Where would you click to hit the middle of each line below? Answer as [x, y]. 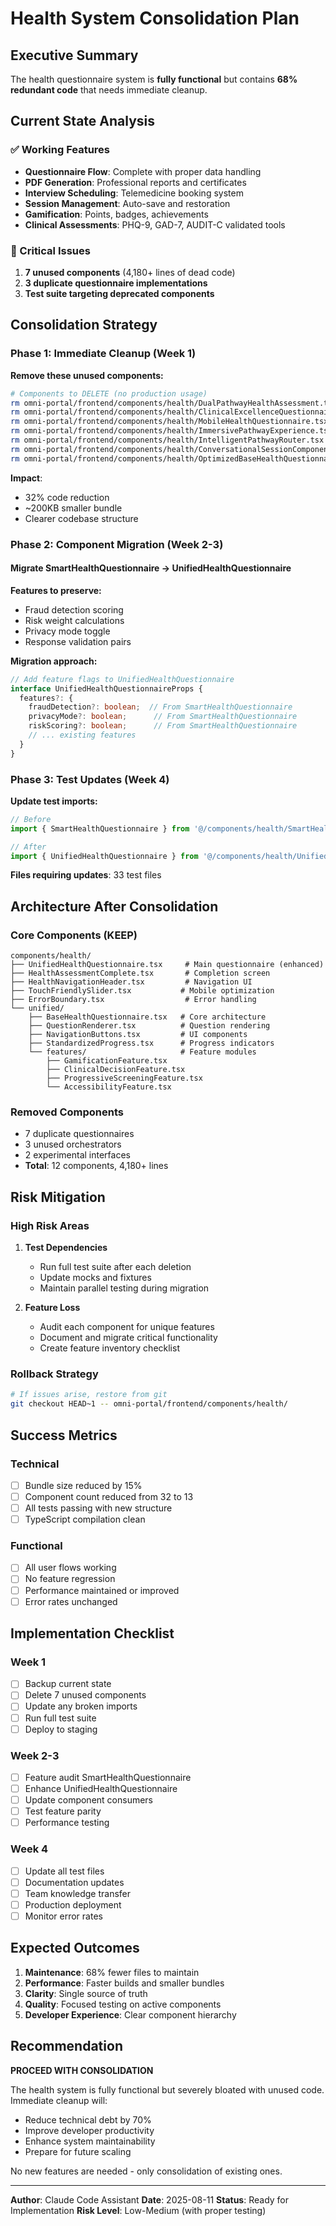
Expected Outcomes [75, 1948]
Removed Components [67, 1112]
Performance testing [67, 1823]
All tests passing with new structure [98, 1508]
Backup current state [68, 1684]
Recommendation [66, 2046]
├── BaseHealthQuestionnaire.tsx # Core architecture [147, 1017]
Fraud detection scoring [74, 609]
